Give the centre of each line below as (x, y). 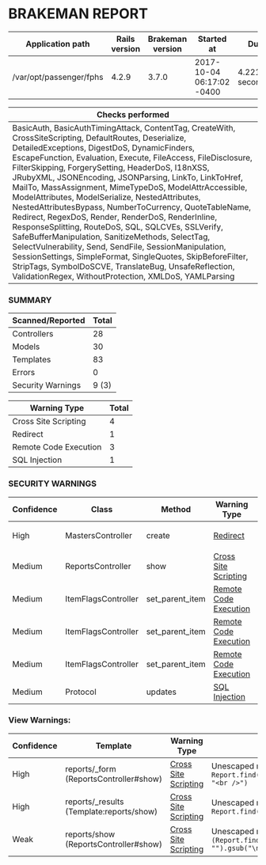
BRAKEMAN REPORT (78, 14)
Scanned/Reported (49, 321)
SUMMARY (30, 300)
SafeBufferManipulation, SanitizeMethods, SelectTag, (111, 237)
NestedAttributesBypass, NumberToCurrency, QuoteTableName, (132, 207)
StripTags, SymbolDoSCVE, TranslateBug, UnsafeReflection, (123, 266)
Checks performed (133, 114)
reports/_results (94, 802)
